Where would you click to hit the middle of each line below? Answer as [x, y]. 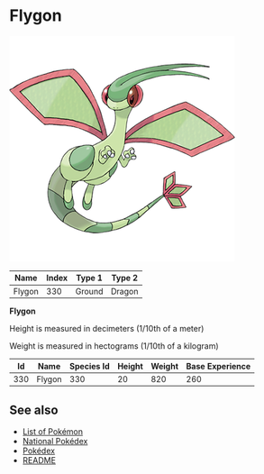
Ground [89, 291]
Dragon [125, 291]
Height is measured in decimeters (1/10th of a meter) [107, 329]
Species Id [89, 366]
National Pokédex [55, 442]
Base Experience [218, 366]
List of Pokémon [53, 432]
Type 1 [90, 278]
